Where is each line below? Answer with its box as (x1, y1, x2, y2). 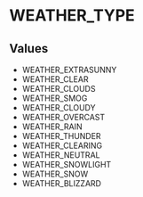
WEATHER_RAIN (21, 121, 83, 132)
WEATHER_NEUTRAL (21, 150, 100, 160)
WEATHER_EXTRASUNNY (21, 64, 117, 75)
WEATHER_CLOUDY (21, 103, 96, 112)
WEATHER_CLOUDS (21, 84, 96, 94)
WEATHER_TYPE (9, 5, 135, 26)
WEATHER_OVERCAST (21, 112, 106, 122)
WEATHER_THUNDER (21, 131, 101, 141)
